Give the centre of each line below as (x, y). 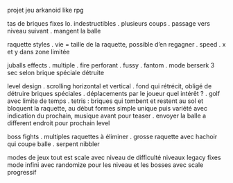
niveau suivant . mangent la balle (54, 31)
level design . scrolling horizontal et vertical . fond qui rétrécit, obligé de (110, 86)
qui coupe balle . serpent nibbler (54, 144)
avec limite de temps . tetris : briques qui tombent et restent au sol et (105, 101)
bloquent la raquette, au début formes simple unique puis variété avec (107, 108)
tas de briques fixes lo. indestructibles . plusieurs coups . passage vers (109, 23)
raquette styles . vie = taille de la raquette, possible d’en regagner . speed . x (116, 44)
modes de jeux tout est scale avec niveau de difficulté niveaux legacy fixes (114, 157)
